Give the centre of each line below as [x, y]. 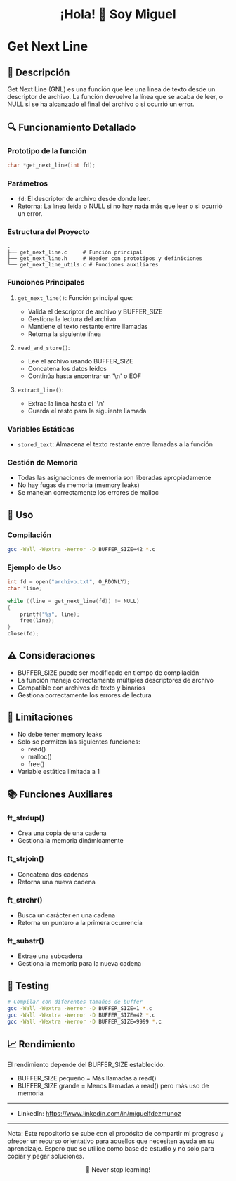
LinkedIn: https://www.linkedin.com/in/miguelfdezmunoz [99, 1114]
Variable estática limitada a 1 [59, 771]
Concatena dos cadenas [53, 874]
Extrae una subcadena [50, 956]
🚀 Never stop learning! [118, 1170]
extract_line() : [41, 389]
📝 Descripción [39, 72]
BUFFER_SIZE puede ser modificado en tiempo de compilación [108, 672]
